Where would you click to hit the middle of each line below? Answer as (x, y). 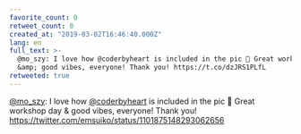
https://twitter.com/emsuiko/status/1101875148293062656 (117, 120)
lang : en (26, 42)
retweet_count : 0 (42, 26)
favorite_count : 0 (43, 17)
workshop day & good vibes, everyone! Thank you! (103, 110)
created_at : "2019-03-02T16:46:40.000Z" (86, 34)
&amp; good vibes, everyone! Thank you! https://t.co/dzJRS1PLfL (142, 68)
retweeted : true (39, 76)
